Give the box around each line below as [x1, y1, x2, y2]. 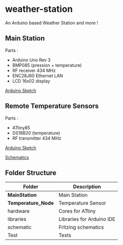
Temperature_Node [7, 199, 54, 206]
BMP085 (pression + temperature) [12, 62, 82, 68]
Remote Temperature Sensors [5, 102, 99, 110]
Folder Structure [5, 168, 57, 177]
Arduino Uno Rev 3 [12, 57, 51, 63]
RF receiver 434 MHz [12, 67, 56, 73]
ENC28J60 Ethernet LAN [12, 73, 63, 79]
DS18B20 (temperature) [12, 130, 61, 136]
